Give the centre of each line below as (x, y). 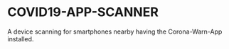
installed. (21, 38)
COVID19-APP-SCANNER (83, 12)
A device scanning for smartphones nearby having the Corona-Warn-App (115, 31)
